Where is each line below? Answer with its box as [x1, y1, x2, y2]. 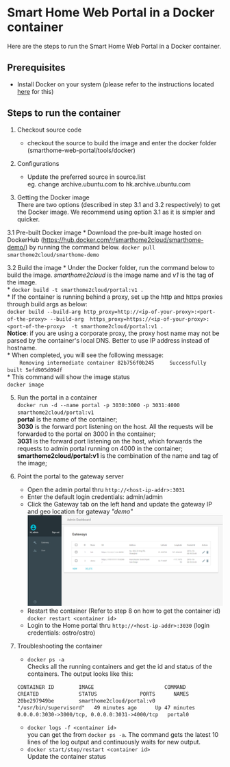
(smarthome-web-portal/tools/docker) [27, 146, 136, 154]
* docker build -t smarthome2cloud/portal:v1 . [7, 285, 144, 293]
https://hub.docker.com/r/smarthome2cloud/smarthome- [42, 235, 204, 244]
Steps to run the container [7, 108, 121, 119]
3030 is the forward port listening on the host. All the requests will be [16, 422, 214, 430]
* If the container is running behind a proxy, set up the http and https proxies [7, 293, 223, 301]
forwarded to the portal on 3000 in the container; [16, 430, 156, 438]
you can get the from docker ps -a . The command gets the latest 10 [27, 730, 219, 738]
